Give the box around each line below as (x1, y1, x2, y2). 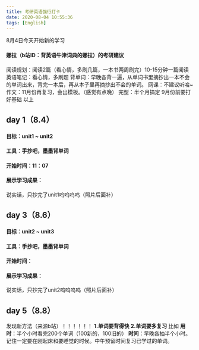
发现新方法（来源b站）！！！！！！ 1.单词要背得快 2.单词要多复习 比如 (6, 323, 179, 330)
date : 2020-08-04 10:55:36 (6, 14, 73, 20)
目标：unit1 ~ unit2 (6, 132, 53, 140)
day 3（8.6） (6, 210, 55, 220)
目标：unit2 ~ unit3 (6, 227, 55, 235)
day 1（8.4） (6, 114, 55, 125)
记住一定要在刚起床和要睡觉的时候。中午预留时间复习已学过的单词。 (6, 337, 173, 345)
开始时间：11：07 (6, 162, 49, 169)
